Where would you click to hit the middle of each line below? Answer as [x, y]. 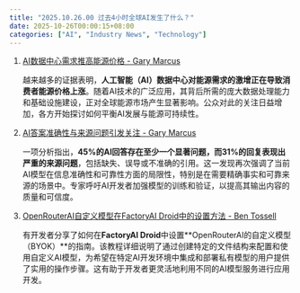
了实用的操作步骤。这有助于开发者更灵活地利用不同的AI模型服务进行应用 [156, 269]
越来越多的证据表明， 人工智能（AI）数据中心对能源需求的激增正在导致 [152, 80]
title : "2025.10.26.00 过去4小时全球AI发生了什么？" [102, 18]
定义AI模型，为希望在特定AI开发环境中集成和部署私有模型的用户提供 [164, 258]
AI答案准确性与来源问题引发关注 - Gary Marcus [109, 133]
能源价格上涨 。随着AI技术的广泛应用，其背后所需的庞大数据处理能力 [164, 92]
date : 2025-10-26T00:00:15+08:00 [72, 26]
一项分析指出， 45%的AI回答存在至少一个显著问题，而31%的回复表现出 [154, 152]
